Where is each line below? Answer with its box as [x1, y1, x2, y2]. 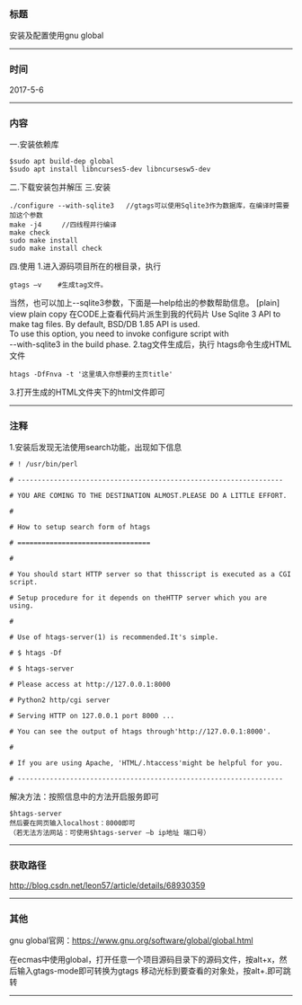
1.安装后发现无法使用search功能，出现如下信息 [9, 442, 182, 453]
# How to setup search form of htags [9, 523, 151, 532]
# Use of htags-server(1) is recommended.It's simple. [9, 633, 219, 642]
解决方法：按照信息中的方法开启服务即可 [9, 791, 159, 802]
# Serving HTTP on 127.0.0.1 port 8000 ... [9, 712, 175, 721]
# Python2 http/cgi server [9, 696, 111, 705]
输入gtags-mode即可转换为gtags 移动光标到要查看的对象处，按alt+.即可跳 [16, 965, 291, 976]
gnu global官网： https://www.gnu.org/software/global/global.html [9, 935, 253, 946]
